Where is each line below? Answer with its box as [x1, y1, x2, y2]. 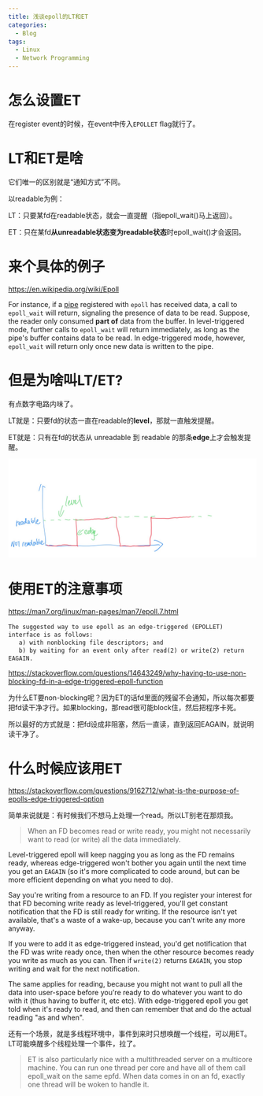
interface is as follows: [8, 631, 93, 639]
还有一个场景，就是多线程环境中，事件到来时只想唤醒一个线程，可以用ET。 [8, 1029, 252, 1039]
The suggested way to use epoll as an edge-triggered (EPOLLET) [8, 623, 224, 631]
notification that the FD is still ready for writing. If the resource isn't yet [8, 907, 238, 916]
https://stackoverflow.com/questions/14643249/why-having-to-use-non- [8, 668, 246, 677]
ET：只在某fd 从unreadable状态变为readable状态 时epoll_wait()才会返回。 [8, 227, 246, 236]
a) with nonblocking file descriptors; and [18, 639, 164, 646]
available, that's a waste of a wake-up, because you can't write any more [8, 916, 246, 925]
